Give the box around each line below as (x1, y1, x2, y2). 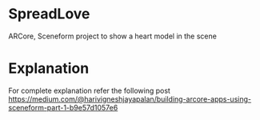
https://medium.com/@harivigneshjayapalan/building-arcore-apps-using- (8, 94, 252, 104)
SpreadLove (8, 5, 90, 23)
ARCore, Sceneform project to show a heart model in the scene (8, 31, 218, 41)
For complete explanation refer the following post (8, 86, 170, 95)
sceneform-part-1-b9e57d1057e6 (8, 102, 118, 112)
